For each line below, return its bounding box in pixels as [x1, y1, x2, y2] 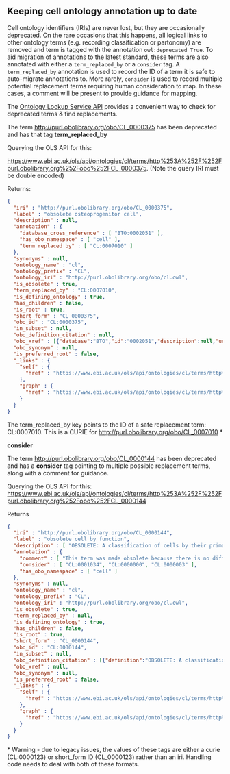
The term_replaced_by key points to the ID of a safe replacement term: [7, 421, 207, 429]
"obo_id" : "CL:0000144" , [13, 644, 88, 651]
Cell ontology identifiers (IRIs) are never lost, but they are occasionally [7, 23, 205, 32]
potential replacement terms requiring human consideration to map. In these [7, 82, 222, 90]
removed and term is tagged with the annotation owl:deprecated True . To [7, 45, 214, 53]
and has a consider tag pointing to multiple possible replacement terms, [7, 462, 211, 470]
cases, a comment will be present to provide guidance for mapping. [7, 89, 198, 97]
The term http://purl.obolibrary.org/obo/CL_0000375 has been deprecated [7, 123, 217, 131]
